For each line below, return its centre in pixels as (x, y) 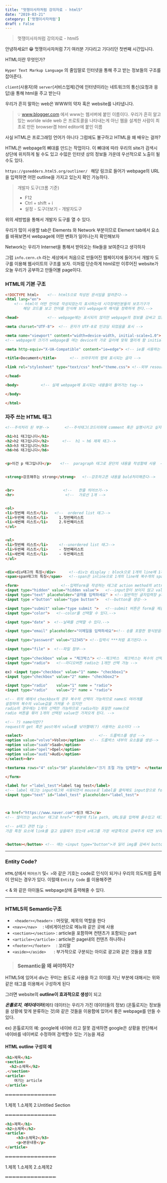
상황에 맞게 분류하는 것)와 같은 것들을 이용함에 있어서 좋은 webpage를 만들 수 (85, 1011)
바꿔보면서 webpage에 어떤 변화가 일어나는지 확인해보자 (65, 237)
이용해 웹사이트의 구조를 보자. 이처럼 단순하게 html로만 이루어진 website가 (86, 264)
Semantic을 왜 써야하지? (46, 965)
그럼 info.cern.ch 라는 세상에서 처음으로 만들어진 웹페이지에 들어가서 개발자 (80, 257)
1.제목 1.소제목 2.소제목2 (29, 1167)
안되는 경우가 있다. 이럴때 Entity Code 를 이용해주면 (61, 879)
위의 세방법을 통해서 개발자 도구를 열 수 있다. (48, 220)
